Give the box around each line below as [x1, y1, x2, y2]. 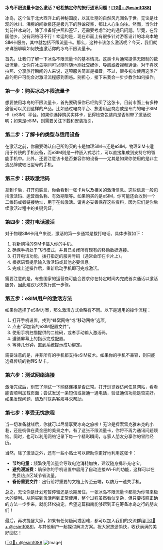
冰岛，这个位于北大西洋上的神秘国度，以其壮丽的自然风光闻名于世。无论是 [5, 15, 154, 21]
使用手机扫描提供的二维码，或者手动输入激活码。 [12, 330, 110, 335]
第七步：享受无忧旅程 [5, 409, 55, 416]
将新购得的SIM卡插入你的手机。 [12, 241, 76, 247]
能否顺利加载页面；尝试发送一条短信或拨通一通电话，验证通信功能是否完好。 [5, 390, 158, 395]
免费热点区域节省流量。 [12, 472, 59, 478]
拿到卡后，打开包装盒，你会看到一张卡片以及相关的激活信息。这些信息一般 [5, 187, 154, 193]
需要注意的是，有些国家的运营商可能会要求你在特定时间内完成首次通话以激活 [5, 275, 158, 282]
